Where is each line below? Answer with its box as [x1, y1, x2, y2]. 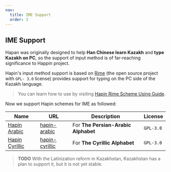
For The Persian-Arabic [72, 121, 131, 129]
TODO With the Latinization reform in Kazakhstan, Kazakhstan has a [17, 156, 161, 162]
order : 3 [10, 17, 28, 22]
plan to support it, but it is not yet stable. [17, 161, 103, 167]
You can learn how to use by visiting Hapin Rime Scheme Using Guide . [17, 91, 166, 97]
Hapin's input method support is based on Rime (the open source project [5, 70, 158, 77]
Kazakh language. [5, 81, 43, 87]
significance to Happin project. [5, 60, 70, 66]
